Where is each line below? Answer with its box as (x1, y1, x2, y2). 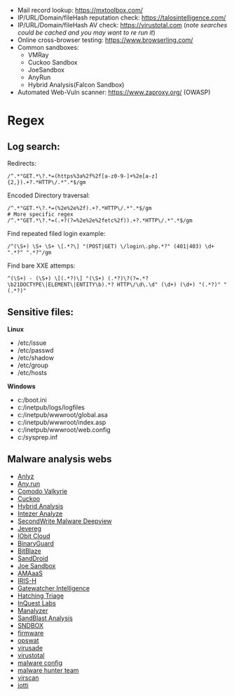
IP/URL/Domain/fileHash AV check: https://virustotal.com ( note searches (17, 21, 228, 29)
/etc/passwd (17, 346, 54, 354)
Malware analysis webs (7, 453, 112, 466)
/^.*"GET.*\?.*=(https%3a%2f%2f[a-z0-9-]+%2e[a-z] (7, 173, 158, 180)
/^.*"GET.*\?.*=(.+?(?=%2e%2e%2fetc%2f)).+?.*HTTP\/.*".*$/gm (7, 217, 193, 224)
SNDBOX (17, 621, 44, 629)
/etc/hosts (17, 368, 48, 376)
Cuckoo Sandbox (27, 58, 78, 66)
